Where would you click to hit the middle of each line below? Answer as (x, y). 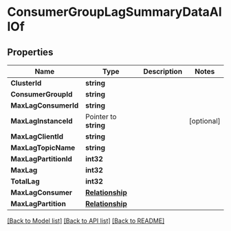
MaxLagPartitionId (41, 159)
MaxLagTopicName (43, 148)
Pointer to (101, 117)
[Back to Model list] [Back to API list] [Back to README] (86, 221)
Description (163, 71)
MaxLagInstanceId (42, 121)
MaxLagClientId (37, 137)
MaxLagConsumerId (45, 106)
